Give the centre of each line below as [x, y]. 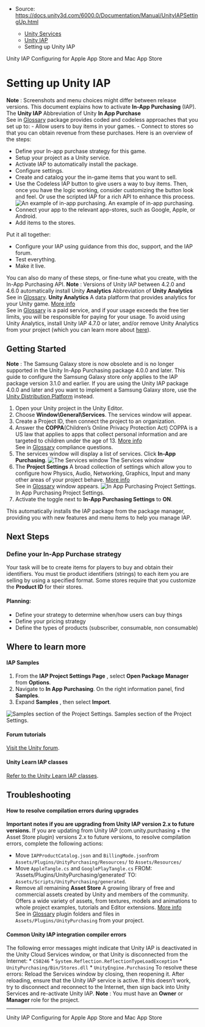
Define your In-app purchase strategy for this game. [81, 151]
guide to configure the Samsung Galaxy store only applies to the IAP [92, 376]
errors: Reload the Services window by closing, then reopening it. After [95, 974]
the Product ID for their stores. [45, 587]
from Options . [33, 682]
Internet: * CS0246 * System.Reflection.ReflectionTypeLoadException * [95, 961]
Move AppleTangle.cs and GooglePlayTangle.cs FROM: [84, 868]
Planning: [19, 601]
